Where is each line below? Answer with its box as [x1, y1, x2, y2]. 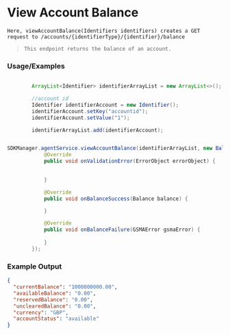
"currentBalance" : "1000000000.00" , [13, 284, 118, 290]
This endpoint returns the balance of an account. [23, 45, 172, 52]
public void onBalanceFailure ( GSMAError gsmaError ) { [43, 226, 201, 234]
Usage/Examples [7, 61, 65, 71]
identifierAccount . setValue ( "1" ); [31, 114, 130, 121]
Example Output [7, 262, 62, 271]
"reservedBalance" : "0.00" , [13, 296, 94, 303]
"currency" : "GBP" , [13, 309, 69, 316]
